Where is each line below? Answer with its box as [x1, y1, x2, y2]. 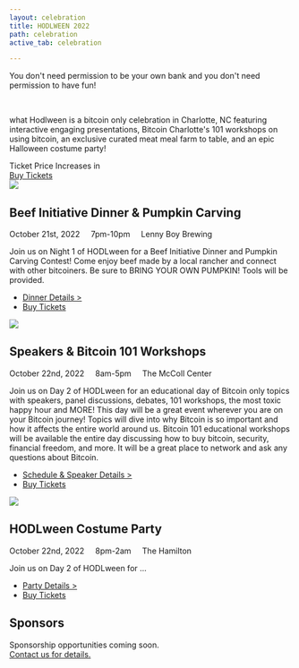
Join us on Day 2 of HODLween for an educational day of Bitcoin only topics [9, 385, 290, 396]
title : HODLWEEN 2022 [9, 21, 90, 30]
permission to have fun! [9, 80, 97, 90]
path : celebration [9, 30, 78, 39]
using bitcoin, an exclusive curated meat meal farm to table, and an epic [9, 133, 275, 144]
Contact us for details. [9, 648, 91, 659]
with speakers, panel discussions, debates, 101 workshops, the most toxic [9, 395, 282, 406]
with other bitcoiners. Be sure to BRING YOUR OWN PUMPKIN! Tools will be [9, 265, 288, 276]
